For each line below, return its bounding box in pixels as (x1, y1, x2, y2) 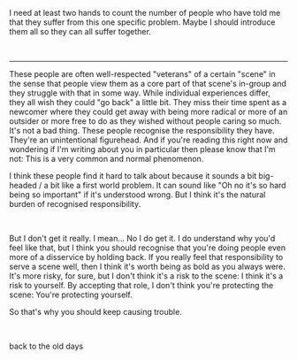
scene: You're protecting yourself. (9, 289, 133, 300)
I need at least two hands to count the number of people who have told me (9, 8, 281, 18)
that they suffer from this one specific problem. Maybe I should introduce (9, 17, 276, 27)
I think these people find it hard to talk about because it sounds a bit (9, 171, 257, 180)
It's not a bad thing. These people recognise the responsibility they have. (9, 126, 275, 135)
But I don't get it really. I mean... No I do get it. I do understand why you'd (9, 234, 276, 243)
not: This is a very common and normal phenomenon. (9, 154, 204, 164)
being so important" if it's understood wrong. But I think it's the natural (9, 189, 266, 200)
